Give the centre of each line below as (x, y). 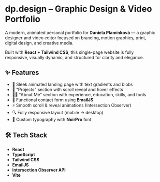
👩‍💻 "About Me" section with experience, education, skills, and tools (79, 94)
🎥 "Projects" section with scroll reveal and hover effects (67, 89)
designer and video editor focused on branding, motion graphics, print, (76, 38)
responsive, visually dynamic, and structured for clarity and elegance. (74, 57)
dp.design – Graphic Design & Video (79, 9)
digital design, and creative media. (39, 43)
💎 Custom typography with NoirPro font (52, 119)
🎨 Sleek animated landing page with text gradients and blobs (72, 84)
